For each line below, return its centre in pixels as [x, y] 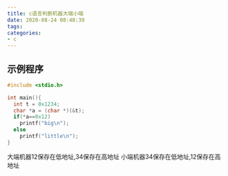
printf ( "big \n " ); [45, 124]
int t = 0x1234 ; [37, 104]
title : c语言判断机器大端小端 [46, 13]
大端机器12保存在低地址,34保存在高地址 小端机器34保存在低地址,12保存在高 [114, 157]
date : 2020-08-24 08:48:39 [46, 20]
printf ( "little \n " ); [49, 136]
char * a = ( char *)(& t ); [49, 110]
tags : [15, 26]
